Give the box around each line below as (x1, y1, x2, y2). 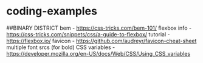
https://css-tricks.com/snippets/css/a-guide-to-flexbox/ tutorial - (6, 30, 170, 38)
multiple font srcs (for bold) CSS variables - (6, 44, 115, 51)
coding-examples (6, 4, 97, 18)
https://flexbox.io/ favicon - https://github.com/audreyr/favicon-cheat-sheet (6, 37, 197, 44)
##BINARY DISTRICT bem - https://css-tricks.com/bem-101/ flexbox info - (6, 24, 192, 31)
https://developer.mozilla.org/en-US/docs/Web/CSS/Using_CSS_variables (6, 50, 191, 57)
